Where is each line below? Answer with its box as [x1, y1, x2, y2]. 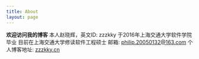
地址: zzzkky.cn [21, 45, 61, 53]
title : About [6, 8, 39, 15]
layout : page [6, 14, 39, 20]
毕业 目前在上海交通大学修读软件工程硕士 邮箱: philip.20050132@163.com [6, 38, 187, 45]
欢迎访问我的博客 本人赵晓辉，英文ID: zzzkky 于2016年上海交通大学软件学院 [6, 31, 192, 38]
